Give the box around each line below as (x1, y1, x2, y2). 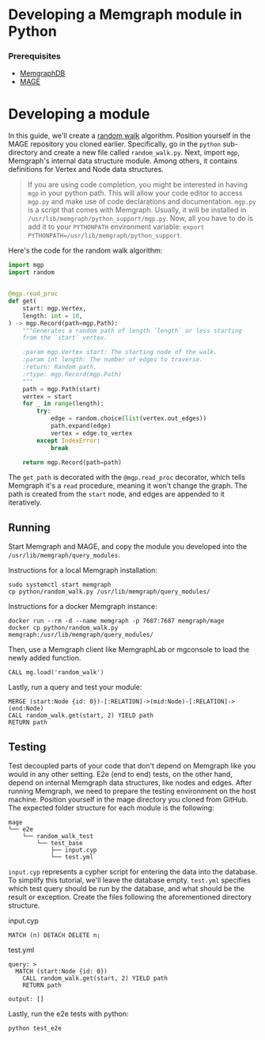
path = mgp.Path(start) (22, 385, 101, 393)
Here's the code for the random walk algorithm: (8, 246, 163, 255)
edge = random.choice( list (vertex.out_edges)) (50, 414, 207, 423)
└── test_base (36, 840, 83, 848)
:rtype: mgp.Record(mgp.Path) (22, 370, 123, 378)
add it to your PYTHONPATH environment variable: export (27, 222, 205, 231)
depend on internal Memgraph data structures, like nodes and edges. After (8, 778, 252, 787)
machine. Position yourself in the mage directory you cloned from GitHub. (8, 794, 248, 805)
